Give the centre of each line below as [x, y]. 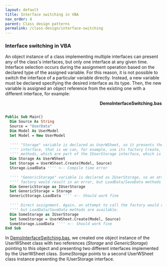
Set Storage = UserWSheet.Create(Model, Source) [61, 163]
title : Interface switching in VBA [42, 14]
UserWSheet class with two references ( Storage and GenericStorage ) [77, 243]
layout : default [22, 10]
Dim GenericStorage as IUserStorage [47, 187]
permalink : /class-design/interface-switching [54, 28]
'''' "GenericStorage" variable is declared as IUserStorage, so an [82, 177]
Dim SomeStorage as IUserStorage [44, 214]
